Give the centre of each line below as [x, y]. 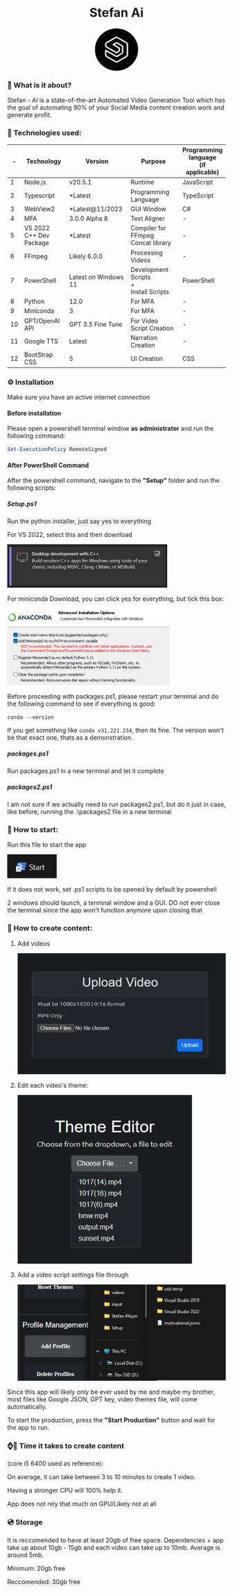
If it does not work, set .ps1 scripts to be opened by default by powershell [112, 889]
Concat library [151, 243]
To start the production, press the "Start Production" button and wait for [111, 1420]
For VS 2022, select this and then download [70, 535]
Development [150, 269]
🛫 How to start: [33, 830]
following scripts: [32, 488]
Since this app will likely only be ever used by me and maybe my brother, [111, 1392]
